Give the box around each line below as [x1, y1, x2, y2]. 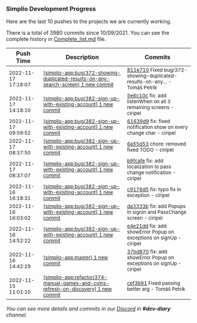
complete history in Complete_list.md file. [6, 36, 107, 43]
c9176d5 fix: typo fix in [127, 186, 182, 193]
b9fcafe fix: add [127, 158, 164, 164]
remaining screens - [127, 104, 174, 111]
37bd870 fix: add [127, 249, 168, 255]
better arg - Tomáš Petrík [127, 286, 186, 293]
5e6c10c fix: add [127, 93, 167, 99]
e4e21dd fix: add [127, 223, 167, 230]
